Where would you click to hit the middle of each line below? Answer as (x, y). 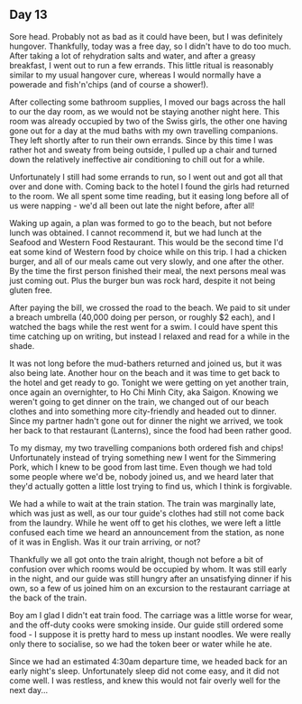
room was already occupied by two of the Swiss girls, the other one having (148, 121)
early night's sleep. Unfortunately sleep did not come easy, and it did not (144, 671)
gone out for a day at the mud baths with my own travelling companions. (144, 131)
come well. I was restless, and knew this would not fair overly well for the (145, 681)
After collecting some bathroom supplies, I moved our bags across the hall (147, 102)
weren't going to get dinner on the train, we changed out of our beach (139, 401)
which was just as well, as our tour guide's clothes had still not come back (147, 513)
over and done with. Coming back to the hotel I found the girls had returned (150, 186)
